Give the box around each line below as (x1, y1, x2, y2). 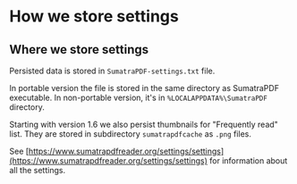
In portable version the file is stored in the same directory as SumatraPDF (9, 83, 280, 93)
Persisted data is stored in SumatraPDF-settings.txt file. (9, 65, 216, 76)
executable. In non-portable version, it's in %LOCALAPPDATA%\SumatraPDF (9, 92, 268, 103)
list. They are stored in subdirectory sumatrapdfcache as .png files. (9, 129, 252, 139)
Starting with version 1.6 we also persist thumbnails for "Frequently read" (9, 119, 279, 130)
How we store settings (9, 6, 179, 27)
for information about (209, 155, 288, 166)
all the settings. (9, 165, 65, 175)
